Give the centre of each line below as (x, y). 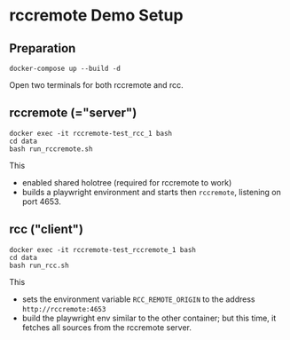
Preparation (43, 48)
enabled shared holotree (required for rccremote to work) (127, 182)
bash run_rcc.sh (39, 265)
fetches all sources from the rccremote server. (107, 327)
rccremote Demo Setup (96, 16)
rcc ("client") (47, 229)
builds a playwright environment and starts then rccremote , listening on (152, 192)
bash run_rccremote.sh (51, 149)
